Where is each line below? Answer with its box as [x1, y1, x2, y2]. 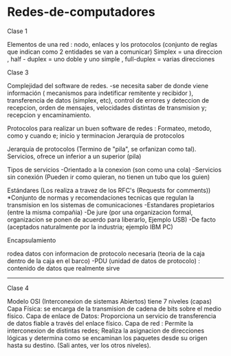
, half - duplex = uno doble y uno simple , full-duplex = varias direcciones [7, 54, 215, 63]
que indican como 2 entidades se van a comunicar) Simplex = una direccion [7, 48, 223, 56]
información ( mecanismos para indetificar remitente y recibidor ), [7, 89, 194, 97]
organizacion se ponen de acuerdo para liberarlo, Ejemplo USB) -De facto [7, 215, 217, 224]
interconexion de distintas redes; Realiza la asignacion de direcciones [7, 326, 205, 335]
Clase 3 [7, 68, 29, 76]
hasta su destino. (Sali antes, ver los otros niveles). [7, 341, 151, 349]
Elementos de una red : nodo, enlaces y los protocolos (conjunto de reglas [7, 40, 218, 48]
